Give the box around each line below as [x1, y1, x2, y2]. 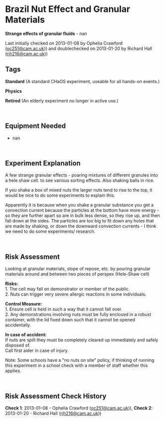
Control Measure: [5, 301, 42, 307]
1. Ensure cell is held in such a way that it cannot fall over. [5, 306, 122, 312]
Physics [5, 88, 22, 94]
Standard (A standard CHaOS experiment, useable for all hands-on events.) [5, 78, 160, 84]
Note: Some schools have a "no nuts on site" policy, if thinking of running [5, 357, 155, 363]
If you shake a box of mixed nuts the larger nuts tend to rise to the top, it [5, 187, 153, 193]
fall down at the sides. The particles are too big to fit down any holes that [5, 218, 154, 224]
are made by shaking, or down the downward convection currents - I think [5, 223, 157, 229]
